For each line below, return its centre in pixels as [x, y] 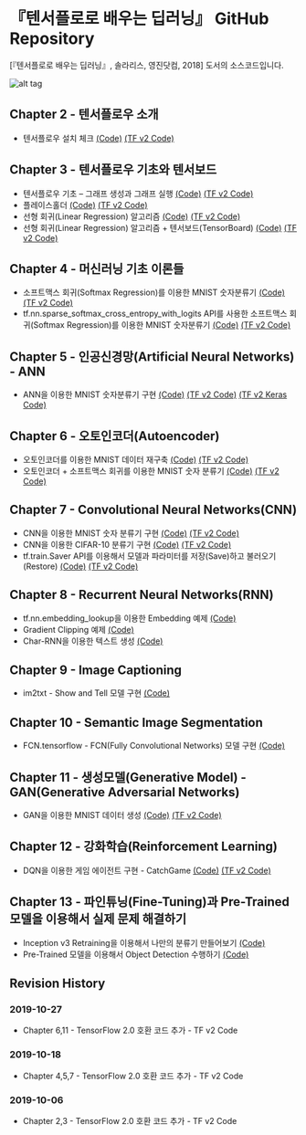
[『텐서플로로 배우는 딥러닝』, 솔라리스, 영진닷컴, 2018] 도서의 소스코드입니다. [147, 65]
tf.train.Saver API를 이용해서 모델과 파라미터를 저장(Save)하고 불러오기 [149, 556]
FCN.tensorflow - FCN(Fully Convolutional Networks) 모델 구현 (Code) [154, 746]
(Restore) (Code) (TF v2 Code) [80, 566]
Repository [52, 39]
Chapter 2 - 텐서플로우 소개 [84, 115]
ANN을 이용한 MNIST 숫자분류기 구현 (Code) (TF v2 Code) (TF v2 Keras [155, 394]
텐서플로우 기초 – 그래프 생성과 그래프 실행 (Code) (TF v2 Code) [138, 194]
